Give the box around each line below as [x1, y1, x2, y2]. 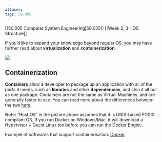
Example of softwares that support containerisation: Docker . [5, 132, 126, 138]
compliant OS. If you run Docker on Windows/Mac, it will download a [5, 117, 143, 123]
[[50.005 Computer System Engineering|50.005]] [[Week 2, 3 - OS [5, 25, 139, 31]
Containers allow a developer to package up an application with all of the [5, 81, 153, 87]
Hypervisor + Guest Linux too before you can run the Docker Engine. [5, 122, 143, 128]
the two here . [5, 102, 32, 108]
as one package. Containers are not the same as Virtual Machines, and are [5, 92, 155, 98]
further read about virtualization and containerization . [5, 45, 116, 51]
